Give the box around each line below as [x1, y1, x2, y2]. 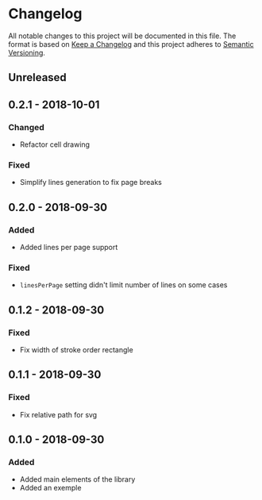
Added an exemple [19, 483, 82, 493]
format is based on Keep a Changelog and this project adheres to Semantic [8, 39, 254, 48]
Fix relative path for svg [19, 410, 98, 419]
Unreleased [8, 71, 67, 84]
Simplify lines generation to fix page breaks [19, 178, 163, 187]
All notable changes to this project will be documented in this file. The [8, 31, 237, 40]
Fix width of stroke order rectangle [19, 344, 133, 354]
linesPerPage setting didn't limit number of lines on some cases [19, 280, 228, 290]
